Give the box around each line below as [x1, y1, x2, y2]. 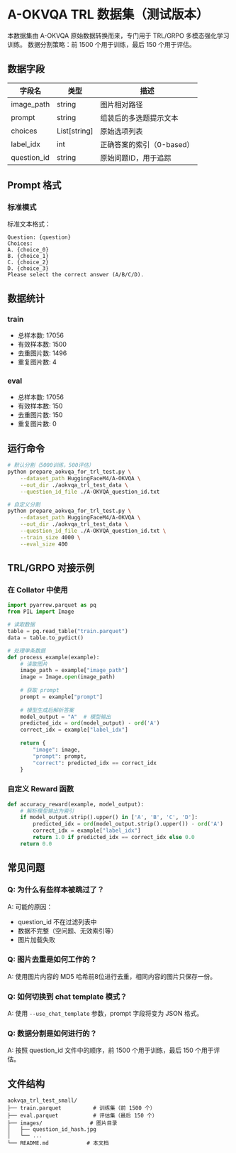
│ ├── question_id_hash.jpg [7, 1126, 97, 1133]
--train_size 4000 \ [20, 534, 81, 541]
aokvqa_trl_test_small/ [7, 1097, 78, 1105]
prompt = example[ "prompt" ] [20, 693, 103, 700]
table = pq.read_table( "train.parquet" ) [7, 628, 129, 635]
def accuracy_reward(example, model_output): [7, 801, 144, 808]
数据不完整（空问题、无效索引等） [17, 926, 118, 935]
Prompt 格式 [7, 179, 62, 192]
